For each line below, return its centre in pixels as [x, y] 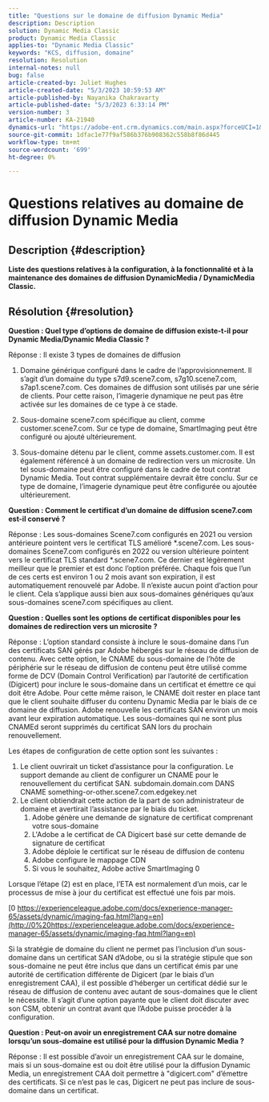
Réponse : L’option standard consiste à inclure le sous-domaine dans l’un [129, 642]
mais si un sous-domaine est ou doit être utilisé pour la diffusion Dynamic [129, 1065]
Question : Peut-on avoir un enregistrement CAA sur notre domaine [123, 1032]
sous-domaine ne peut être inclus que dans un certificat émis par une [123, 966]
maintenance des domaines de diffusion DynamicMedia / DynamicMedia [132, 278]
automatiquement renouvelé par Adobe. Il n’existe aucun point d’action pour [133, 586]
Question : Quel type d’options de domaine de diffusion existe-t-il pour [128, 331]
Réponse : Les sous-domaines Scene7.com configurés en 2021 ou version [130, 535]
